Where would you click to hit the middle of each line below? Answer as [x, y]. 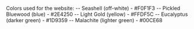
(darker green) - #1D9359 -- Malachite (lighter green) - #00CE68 [84, 20]
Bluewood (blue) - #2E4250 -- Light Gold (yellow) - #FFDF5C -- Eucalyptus [97, 14]
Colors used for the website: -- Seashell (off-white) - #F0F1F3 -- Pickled [93, 8]
